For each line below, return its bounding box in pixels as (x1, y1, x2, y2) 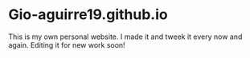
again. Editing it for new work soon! (8, 40, 126, 49)
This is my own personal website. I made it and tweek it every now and (8, 32, 243, 41)
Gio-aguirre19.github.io (8, 6, 168, 24)
